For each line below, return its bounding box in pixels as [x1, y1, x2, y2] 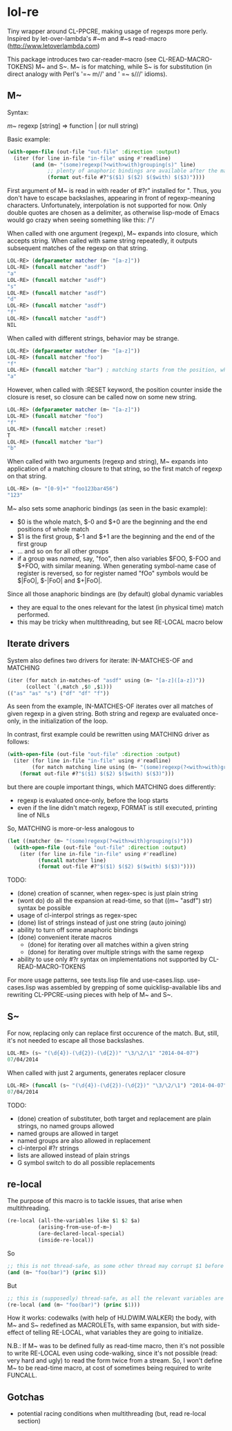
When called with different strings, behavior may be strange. [7, 334, 180, 342]
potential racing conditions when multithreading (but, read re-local [17, 1410, 206, 1418]
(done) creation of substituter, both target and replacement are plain [17, 1114, 211, 1123]
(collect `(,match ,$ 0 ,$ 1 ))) [25, 683, 113, 690]
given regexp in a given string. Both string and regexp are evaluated [7, 710, 200, 718]
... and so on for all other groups [17, 547, 109, 555]
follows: [7, 737, 30, 746]
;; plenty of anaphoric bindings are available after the [47, 167, 217, 175]
